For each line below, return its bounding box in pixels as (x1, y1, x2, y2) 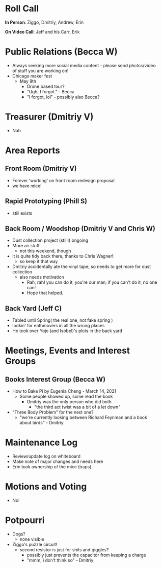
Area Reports (5, 145, 60, 156)
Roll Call (5, 3, 39, 14)
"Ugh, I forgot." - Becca (27, 88, 75, 94)
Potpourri (5, 515, 45, 526)
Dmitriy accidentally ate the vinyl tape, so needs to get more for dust (12, 264, 151, 269)
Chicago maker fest (12, 73, 53, 79)
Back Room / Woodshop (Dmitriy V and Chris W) (5, 225, 156, 233)
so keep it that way (19, 259, 58, 265)
